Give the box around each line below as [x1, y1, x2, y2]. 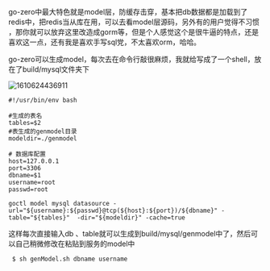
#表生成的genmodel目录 [8, 127, 77, 135]
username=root [8, 178, 56, 186]
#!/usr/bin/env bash [8, 96, 78, 104]
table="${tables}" [8, 214, 70, 222]
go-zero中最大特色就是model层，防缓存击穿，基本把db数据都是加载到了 [8, 7, 248, 16]
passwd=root [8, 186, 48, 194]
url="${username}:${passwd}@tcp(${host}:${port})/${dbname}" [8, 206, 218, 215]
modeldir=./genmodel [8, 135, 78, 143]
